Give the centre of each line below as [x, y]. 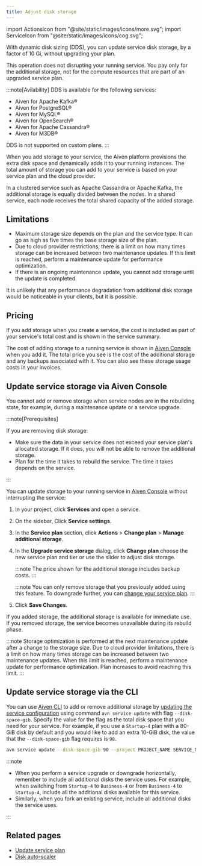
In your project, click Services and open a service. [78, 509]
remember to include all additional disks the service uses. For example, [103, 779]
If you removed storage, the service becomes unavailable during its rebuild [99, 623]
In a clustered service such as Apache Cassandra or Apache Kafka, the [95, 187]
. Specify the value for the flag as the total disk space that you [107, 719]
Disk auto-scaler [35, 856]
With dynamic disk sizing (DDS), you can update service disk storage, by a [99, 47]
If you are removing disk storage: [47, 431]
